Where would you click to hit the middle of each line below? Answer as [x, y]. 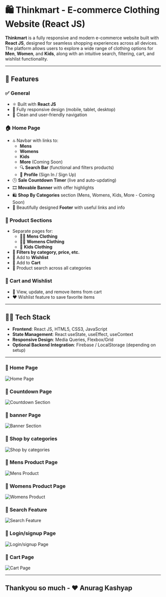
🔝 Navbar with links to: [35, 140]
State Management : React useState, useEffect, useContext [73, 334]
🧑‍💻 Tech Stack [28, 317]
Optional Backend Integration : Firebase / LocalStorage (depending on [84, 345]
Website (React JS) [45, 24]
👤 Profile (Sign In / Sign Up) [48, 174]
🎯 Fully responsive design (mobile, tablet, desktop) [64, 109]
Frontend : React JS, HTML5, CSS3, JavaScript [60, 329]
